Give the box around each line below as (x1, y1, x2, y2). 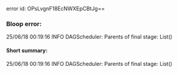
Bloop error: (6, 20, 42, 28)
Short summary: (6, 47, 48, 54)
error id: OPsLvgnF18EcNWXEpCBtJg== (6, 5, 105, 12)
